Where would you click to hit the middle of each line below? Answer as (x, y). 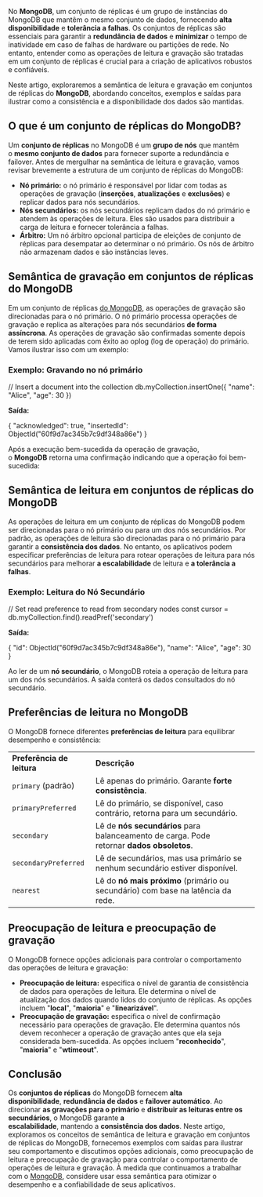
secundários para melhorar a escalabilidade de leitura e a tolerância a (122, 563)
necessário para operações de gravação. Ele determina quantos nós (130, 1024)
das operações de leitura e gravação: (68, 967)
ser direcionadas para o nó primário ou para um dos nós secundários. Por (127, 529)
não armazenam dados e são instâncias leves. (94, 252)
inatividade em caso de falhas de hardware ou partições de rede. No (119, 45)
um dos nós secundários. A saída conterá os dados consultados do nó (122, 680)
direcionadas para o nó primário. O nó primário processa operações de (122, 316)
